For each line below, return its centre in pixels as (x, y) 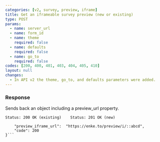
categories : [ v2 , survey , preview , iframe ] (51, 10)
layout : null (19, 71)
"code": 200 (27, 131)
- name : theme (24, 38)
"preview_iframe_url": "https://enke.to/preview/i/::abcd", (79, 126)
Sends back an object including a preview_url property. (62, 108)
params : (13, 24)
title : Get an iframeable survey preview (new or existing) (69, 15)
